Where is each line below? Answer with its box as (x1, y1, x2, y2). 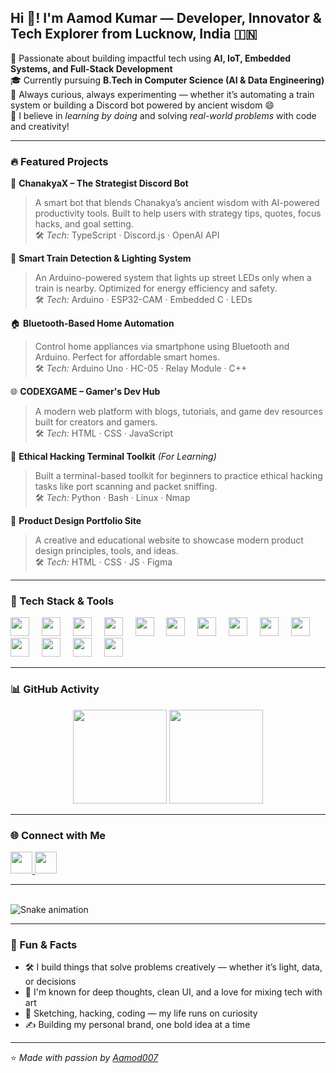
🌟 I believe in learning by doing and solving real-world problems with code (10, 109, 317, 121)
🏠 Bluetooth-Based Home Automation (10, 317, 175, 330)
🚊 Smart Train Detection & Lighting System (10, 252, 192, 265)
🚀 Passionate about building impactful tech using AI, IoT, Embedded (10, 52, 292, 64)
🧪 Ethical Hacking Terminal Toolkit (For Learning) (10, 451, 217, 463)
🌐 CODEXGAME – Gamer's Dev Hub (10, 386, 161, 398)
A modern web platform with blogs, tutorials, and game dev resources (34, 406, 323, 418)
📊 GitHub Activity (10, 682, 100, 696)
